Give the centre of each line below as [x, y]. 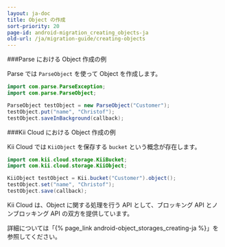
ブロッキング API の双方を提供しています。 [73, 213]
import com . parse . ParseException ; [57, 87]
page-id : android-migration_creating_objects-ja [78, 32]
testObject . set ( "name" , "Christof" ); [61, 185]
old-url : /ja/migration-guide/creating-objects [76, 39]
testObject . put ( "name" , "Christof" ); [61, 112]
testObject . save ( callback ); [47, 191]
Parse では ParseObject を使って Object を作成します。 [84, 74]
